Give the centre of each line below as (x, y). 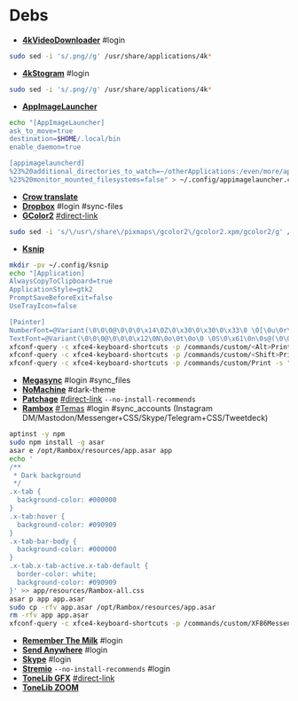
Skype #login (47, 659)
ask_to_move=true (41, 131)
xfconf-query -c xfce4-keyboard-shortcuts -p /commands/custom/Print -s (146, 363)
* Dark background (47, 475)
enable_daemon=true (45, 147)
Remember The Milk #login (72, 641)
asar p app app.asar (47, 599)
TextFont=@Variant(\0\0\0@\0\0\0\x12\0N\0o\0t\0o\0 (106, 339)
